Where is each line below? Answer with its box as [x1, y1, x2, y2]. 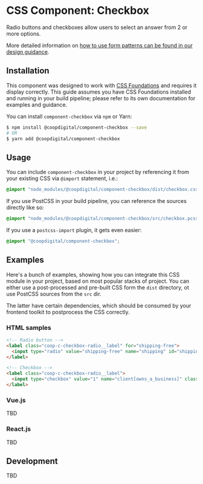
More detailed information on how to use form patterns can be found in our [6, 42, 193, 49]
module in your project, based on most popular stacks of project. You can [6, 277, 190, 285]
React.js [6, 425, 31, 433]
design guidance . [6, 48, 50, 55]
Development [6, 456, 59, 466]
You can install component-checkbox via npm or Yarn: [6, 112, 132, 120]
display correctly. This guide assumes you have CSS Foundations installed [6, 88, 192, 95]
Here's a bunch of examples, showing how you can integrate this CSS [6, 271, 180, 278]
